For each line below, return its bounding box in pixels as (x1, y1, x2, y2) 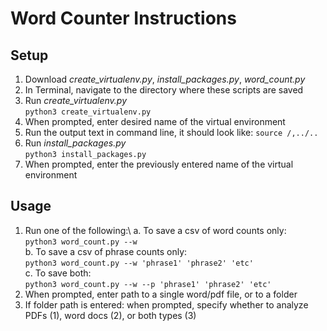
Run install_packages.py (24, 137, 127, 149)
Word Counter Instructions (10, 7, 237, 30)
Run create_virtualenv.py (24, 95, 128, 106)
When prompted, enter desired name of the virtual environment (24, 116, 286, 127)
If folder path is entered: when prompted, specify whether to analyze (24, 298, 309, 311)
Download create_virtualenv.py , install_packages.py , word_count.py (24, 73, 306, 85)
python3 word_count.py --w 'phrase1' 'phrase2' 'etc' (24, 258, 254, 268)
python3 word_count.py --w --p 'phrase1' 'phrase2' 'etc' (24, 279, 272, 289)
